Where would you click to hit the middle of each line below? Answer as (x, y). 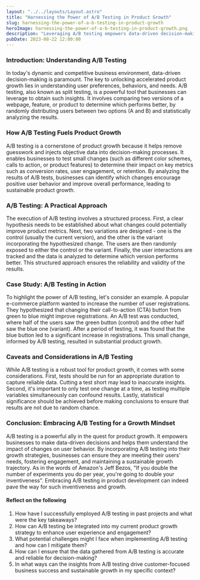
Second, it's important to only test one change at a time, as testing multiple (98, 389)
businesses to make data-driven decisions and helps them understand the (97, 442)
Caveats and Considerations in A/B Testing (70, 357)
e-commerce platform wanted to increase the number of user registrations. (98, 303)
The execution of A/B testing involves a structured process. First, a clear (95, 218)
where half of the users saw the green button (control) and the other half (95, 322)
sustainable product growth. (41, 190)
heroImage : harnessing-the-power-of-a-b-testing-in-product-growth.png (97, 28)
